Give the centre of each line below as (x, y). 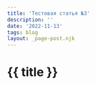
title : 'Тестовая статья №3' (49, 13)
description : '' (30, 20)
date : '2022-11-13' (35, 26)
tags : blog (23, 32)
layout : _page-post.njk (41, 39)
